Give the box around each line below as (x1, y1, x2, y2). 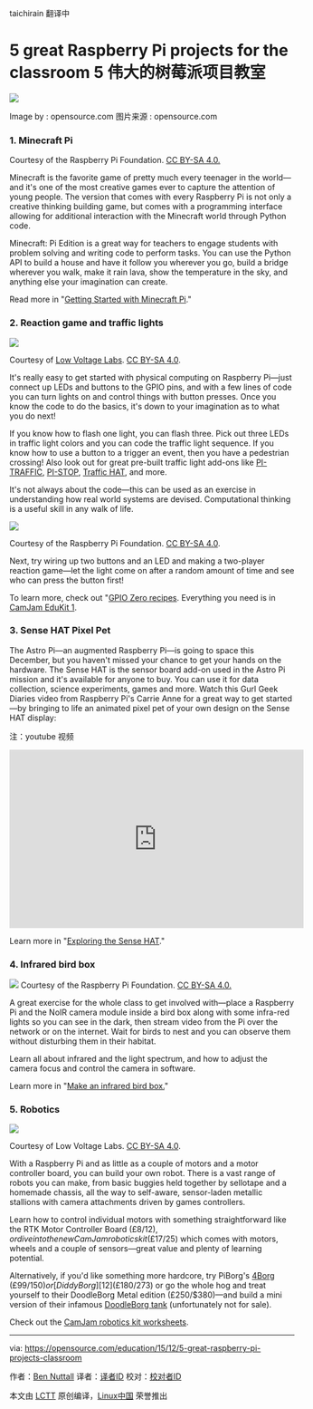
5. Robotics (9, 1104, 61, 1116)
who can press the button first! (9, 574, 125, 585)
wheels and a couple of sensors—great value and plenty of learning (9, 1243, 262, 1254)
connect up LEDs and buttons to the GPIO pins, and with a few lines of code (9, 381, 292, 392)
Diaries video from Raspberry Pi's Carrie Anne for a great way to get (9, 692, 264, 704)
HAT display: (9, 712, 57, 723)
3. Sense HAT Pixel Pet (9, 624, 111, 637)
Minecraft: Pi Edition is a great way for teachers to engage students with (9, 238, 279, 249)
